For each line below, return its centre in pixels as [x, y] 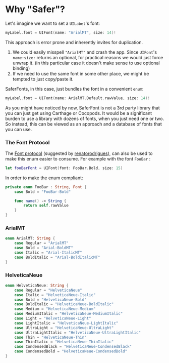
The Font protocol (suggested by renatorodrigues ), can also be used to [79, 153]
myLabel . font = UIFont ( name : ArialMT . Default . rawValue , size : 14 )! [78, 98]
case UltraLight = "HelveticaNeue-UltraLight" [64, 328]
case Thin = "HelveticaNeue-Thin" [50, 337]
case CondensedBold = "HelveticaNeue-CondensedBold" [71, 351]
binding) [21, 68]
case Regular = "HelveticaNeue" [48, 290]
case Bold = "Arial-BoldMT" [44, 248]
